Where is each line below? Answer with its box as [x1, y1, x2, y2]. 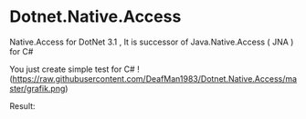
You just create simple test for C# [9, 64, 135, 74]
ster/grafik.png [9, 83, 66, 94]
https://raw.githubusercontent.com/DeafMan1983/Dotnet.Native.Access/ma [12, 73, 298, 84]
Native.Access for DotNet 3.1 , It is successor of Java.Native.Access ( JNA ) [9, 36, 294, 47]
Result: [9, 100, 36, 111]
